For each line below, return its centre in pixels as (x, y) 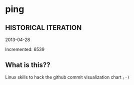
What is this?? (28, 65)
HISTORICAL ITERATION (43, 28)
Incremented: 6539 (25, 49)
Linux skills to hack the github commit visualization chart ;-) (67, 77)
